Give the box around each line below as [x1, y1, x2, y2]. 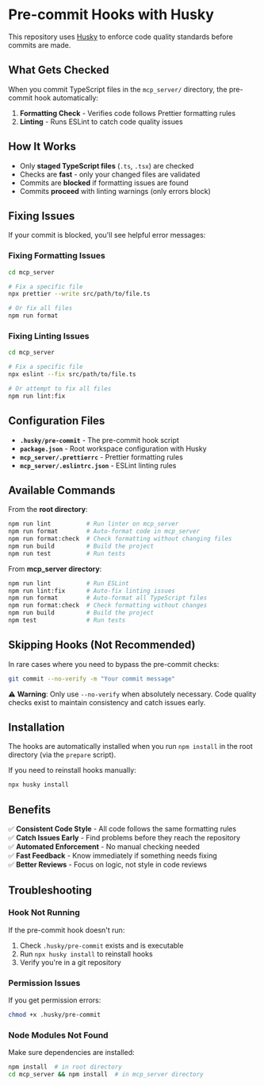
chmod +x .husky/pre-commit [8, 1011, 101, 1019]
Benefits [8, 803, 52, 816]
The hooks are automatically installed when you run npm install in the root [8, 742, 253, 751]
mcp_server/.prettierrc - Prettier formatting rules [19, 452, 184, 462]
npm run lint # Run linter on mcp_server [8, 520, 179, 528]
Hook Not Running [8, 907, 81, 918]
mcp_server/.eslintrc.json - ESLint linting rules [19, 460, 177, 470]
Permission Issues [8, 977, 81, 988]
